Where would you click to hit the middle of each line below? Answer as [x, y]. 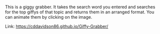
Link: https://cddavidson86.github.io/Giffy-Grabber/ [57, 26]
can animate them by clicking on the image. [49, 17]
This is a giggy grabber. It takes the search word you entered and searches [80, 7]
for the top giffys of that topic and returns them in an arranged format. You [80, 12]
